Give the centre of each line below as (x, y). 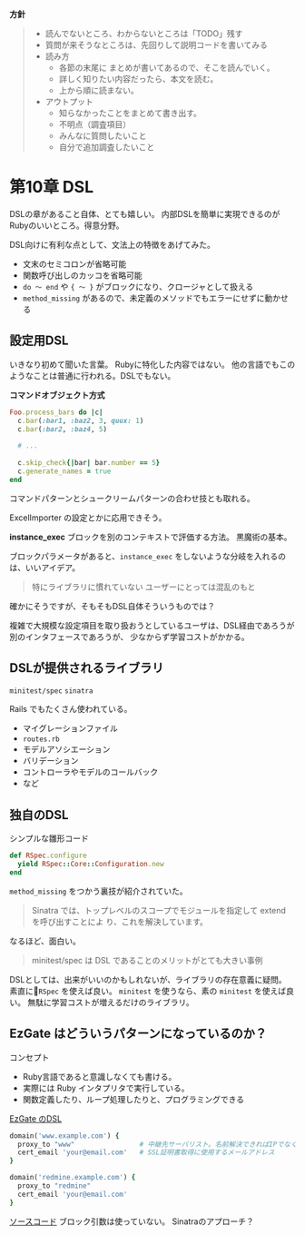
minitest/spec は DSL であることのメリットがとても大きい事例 (147, 960)
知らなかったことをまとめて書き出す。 (130, 113)
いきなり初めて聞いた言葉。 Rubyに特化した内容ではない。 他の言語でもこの (152, 364)
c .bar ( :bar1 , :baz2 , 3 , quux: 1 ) (81, 420)
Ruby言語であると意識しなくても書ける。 (99, 1076)
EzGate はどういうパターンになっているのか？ (138, 1034)
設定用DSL (39, 341)
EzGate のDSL (35, 1118)
